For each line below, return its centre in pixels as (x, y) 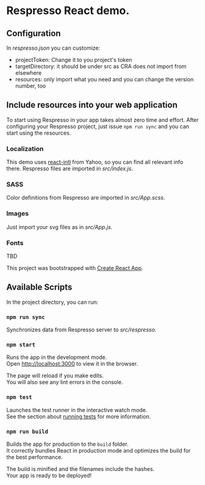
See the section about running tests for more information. (79, 416)
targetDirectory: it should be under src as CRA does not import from (101, 66)
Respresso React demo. (68, 11)
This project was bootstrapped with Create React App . (75, 268)
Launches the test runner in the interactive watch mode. (77, 410)
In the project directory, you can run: (52, 302)
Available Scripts (39, 288)
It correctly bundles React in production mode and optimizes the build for (99, 450)
